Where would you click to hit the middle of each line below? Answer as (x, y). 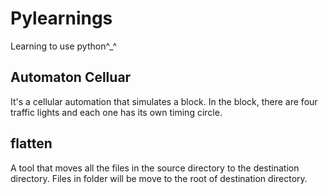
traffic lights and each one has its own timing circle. (116, 112)
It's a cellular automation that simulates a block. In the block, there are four (164, 101)
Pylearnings (61, 18)
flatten (31, 143)
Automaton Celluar (71, 77)
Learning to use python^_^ (64, 46)
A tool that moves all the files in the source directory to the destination (155, 168)
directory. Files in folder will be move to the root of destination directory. (159, 178)
